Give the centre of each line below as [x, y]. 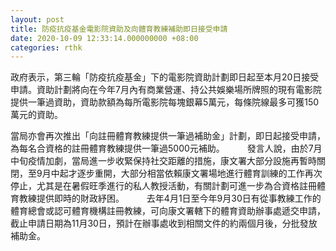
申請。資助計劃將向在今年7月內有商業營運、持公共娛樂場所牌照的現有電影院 [166, 90]
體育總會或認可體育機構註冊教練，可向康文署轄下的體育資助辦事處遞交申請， [168, 211]
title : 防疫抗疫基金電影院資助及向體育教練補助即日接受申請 [119, 29]
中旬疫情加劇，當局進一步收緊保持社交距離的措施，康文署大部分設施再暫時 [163, 161]
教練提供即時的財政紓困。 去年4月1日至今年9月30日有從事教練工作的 [170, 198]
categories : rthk [46, 47]
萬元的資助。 [36, 115]
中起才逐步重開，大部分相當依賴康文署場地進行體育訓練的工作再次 [186, 173]
